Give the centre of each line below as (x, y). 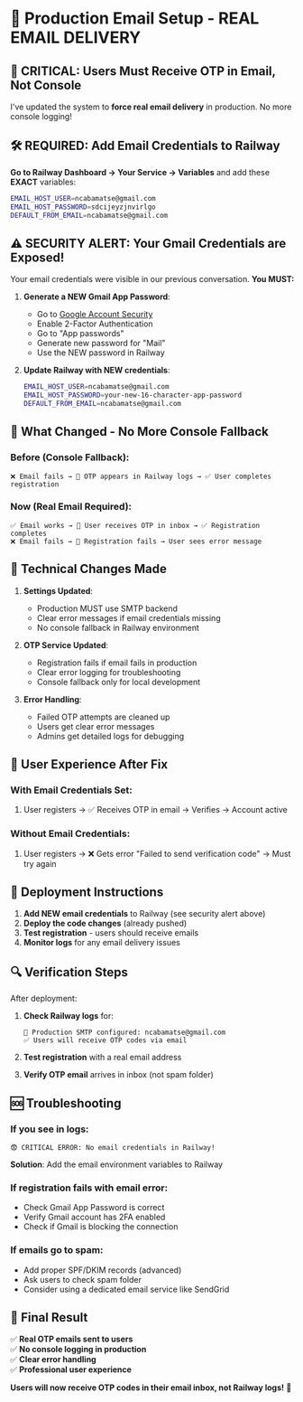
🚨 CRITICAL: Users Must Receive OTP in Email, (143, 71)
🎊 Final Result (49, 1317)
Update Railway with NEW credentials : (96, 371)
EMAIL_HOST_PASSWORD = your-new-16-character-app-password (133, 395)
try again (40, 863)
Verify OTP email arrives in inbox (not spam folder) (119, 1075)
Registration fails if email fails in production (117, 663)
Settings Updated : (58, 590)
